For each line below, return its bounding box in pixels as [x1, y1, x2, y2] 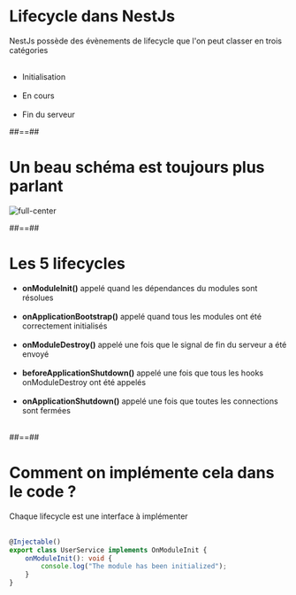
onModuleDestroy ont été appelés [21, 376, 147, 387]
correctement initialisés [21, 321, 108, 331]
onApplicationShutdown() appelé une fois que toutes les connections [21, 396, 278, 406]
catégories [9, 44, 49, 55]
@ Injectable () [9, 537, 62, 546]
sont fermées [21, 405, 71, 415]
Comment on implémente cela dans [9, 463, 275, 483]
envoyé [21, 348, 49, 359]
